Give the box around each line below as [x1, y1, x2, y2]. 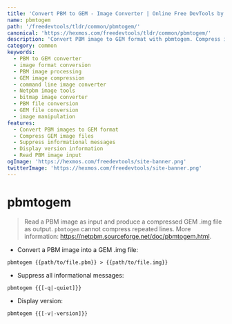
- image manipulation [13, 113, 76, 120]
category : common [7, 42, 57, 49]
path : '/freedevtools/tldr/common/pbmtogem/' [7, 23, 140, 30]
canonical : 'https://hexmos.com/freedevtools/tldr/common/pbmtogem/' [7, 29, 212, 37]
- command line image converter [13, 81, 107, 88]
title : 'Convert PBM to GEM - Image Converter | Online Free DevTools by [7, 10, 224, 17]
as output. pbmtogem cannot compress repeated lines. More [23, 224, 191, 233]
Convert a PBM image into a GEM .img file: [17, 245, 138, 253]
